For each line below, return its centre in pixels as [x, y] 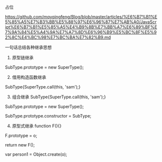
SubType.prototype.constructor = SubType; [48, 116]
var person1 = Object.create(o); [36, 154]
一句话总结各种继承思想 [28, 47]
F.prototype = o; [21, 135]
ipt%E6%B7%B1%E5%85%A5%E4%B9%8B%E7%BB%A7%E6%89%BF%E [81, 27]
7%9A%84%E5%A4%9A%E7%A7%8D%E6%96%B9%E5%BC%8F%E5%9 [81, 32]
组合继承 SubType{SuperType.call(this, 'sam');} [59, 97]
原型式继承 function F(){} [37, 126]
